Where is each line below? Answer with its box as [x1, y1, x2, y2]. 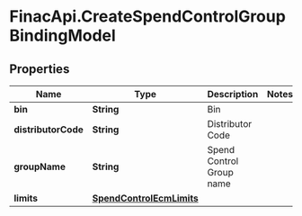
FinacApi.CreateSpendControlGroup [9, 6, 286, 27]
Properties [9, 61, 70, 76]
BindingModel [9, 25, 117, 46]
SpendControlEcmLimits [92, 192, 200, 204]
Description [207, 88, 259, 100]
